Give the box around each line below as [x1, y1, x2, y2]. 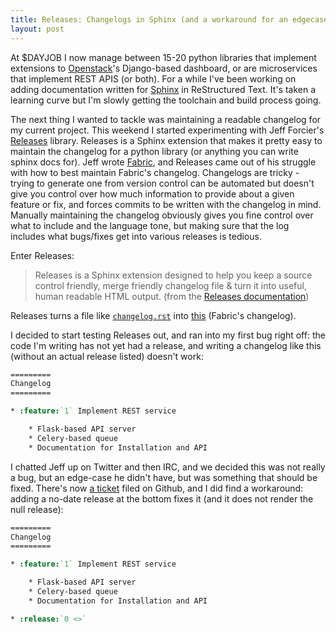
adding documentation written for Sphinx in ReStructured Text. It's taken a [10, 83, 317, 95]
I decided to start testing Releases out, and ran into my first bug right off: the [10, 329, 326, 341]
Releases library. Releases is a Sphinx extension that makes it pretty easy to [10, 134, 323, 146]
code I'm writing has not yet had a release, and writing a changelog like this [10, 339, 322, 351]
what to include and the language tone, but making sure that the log [10, 219, 290, 231]
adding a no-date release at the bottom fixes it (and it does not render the [10, 492, 314, 505]
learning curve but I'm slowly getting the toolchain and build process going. [10, 94, 322, 106]
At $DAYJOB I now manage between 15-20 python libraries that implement [10, 51, 317, 63]
